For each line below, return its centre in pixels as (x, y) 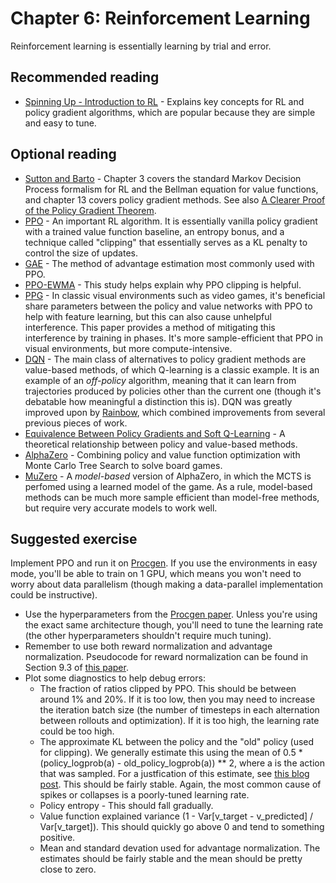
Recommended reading (85, 77)
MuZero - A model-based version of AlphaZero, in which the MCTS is (168, 476)
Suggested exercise (74, 538)
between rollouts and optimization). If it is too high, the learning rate (179, 721)
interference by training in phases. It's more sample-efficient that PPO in (174, 338)
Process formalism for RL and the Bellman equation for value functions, (171, 189)
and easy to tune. (60, 123)
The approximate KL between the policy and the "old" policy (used (177, 742)
